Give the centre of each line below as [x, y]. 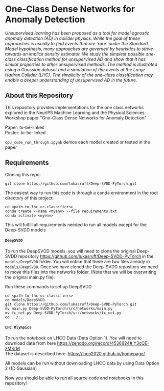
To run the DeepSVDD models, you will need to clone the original [70, 251]
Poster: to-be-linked [25, 132]
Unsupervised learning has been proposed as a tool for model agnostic [77, 33]
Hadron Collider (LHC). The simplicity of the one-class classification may [79, 75]
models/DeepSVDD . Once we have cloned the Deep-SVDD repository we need [82, 267]
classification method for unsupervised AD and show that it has [81, 59]
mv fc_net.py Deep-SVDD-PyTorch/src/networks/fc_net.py [63, 313]
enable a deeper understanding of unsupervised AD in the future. [71, 80]
